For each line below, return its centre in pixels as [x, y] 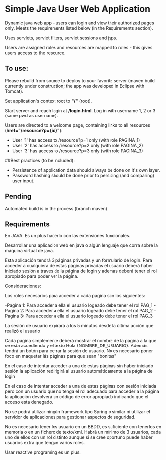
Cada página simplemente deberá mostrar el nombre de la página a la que [81, 341]
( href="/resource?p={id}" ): [34, 130]
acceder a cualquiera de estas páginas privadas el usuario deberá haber [79, 266]
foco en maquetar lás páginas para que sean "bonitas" [61, 356]
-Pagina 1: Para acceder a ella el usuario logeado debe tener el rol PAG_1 [79, 305]
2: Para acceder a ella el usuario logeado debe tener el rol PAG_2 [86, 311]
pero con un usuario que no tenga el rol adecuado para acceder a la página [82, 391]
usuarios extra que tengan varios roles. [45, 443]
